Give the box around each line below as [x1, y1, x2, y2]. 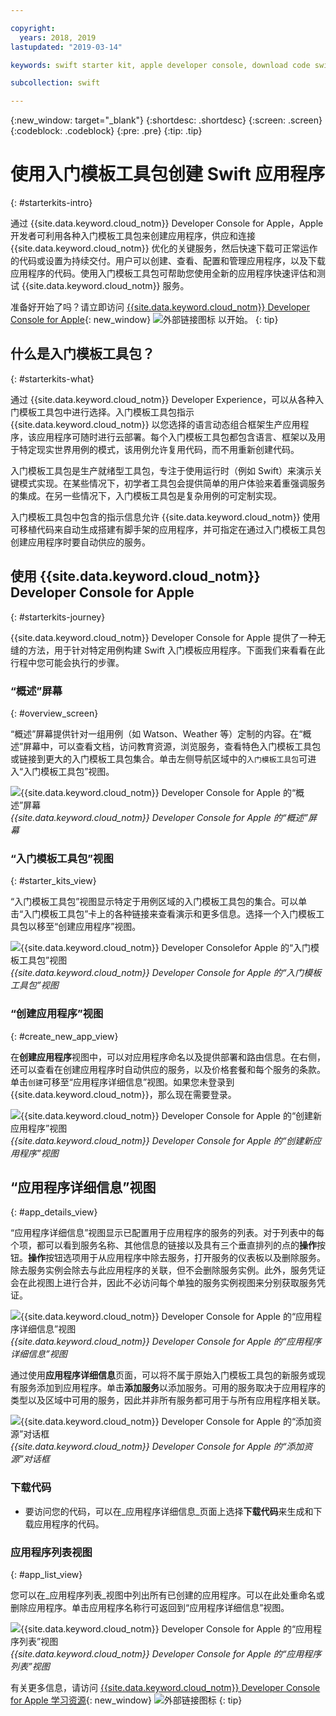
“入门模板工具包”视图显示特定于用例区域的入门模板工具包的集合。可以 [10, 896, 299, 908]
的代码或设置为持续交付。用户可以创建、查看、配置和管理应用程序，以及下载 [10, 255, 326, 267]
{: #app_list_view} [10, 1568, 83, 1580]
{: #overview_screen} [10, 707, 99, 719]
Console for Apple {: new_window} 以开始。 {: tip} [10, 314, 279, 326]
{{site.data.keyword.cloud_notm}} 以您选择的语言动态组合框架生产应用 [10, 418, 301, 430]
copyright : [10, 23, 56, 33]
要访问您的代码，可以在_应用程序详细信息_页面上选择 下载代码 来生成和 [24, 1505, 314, 1517]
